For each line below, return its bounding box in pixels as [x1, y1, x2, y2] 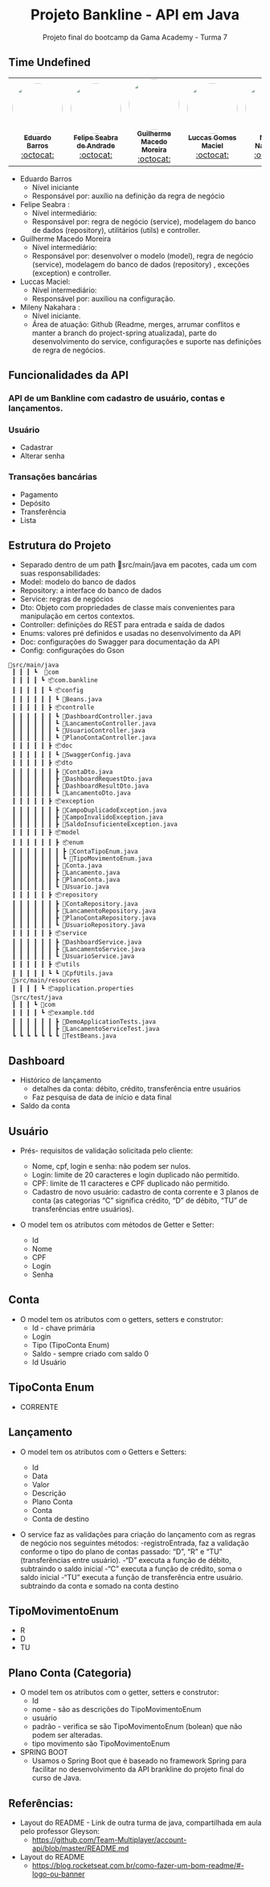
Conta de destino [31, 1514, 90, 1523]
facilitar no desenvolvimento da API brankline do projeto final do [31, 1764, 245, 1774]
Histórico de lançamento [19, 1075, 102, 1085]
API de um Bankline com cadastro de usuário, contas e [8, 393, 225, 404]
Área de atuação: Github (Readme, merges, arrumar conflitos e [31, 319, 241, 329]
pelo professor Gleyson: [19, 1826, 100, 1835]
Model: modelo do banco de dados [19, 577, 137, 587]
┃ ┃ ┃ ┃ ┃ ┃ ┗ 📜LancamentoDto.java [11, 789, 131, 797]
